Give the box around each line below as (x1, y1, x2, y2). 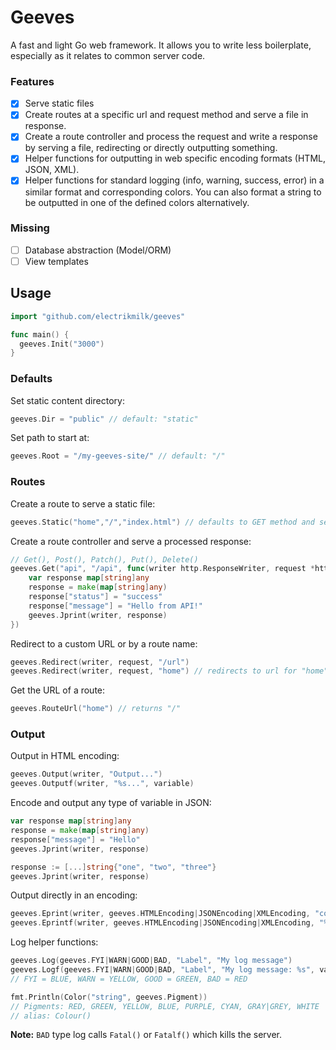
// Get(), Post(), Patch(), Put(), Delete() (10, 554, 199, 565)
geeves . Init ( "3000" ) (19, 339, 105, 349)
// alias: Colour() (10, 1011, 92, 1021)
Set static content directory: (10, 394, 125, 406)
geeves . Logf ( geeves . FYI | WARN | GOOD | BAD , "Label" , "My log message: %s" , (10, 965, 315, 975)
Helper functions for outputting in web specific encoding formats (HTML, (24, 152, 326, 165)
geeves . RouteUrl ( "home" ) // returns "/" (10, 704, 182, 714)
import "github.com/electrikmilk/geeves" (10, 311, 186, 321)
